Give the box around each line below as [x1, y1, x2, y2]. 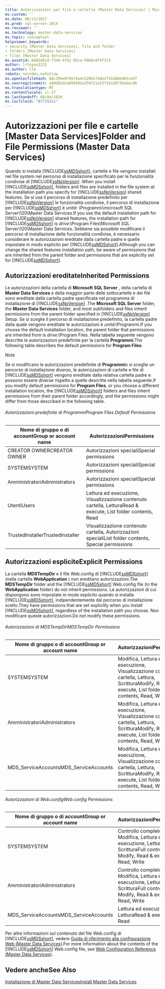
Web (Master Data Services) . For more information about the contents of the [5, 941, 159, 947]
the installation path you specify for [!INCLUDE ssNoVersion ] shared [5, 189, 141, 195]
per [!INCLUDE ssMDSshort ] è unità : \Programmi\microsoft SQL [5, 205, 133, 211]
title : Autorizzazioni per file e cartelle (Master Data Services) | [5, 7, 151, 12]
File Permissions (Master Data [5, 141, 130, 153]
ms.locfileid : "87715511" [5, 99, 58, 104]
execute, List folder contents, [85, 508, 153, 515]
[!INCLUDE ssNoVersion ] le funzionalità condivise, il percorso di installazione [5, 199, 160, 205]
